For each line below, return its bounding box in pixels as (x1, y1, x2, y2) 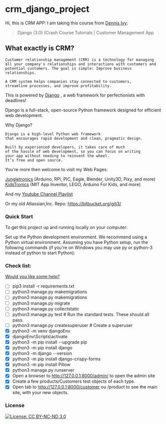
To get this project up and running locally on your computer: (5, 224, 128, 230)
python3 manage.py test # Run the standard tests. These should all (12, 311, 150, 317)
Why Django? (5, 122, 33, 128)
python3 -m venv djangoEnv (12, 327, 70, 334)
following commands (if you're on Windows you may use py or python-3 (5, 245, 153, 251)
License (5, 402, 25, 409)
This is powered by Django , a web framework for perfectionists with (5, 92, 145, 98)
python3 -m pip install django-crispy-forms (12, 356, 101, 362)
